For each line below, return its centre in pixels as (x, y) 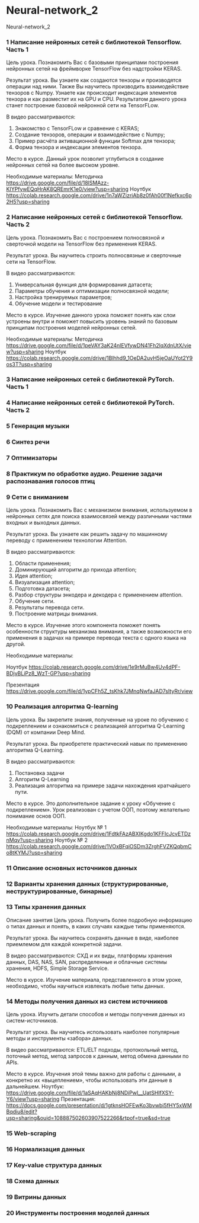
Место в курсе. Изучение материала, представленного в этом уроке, (94, 979)
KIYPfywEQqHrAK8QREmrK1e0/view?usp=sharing (68, 189)
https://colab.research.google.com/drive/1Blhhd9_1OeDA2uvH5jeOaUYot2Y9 (99, 358)
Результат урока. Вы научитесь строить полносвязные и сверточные (94, 255)
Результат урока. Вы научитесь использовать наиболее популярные (93, 1032)
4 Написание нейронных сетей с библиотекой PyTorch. (90, 403)
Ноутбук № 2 (71, 840)
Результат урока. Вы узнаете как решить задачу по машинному (87, 534)
